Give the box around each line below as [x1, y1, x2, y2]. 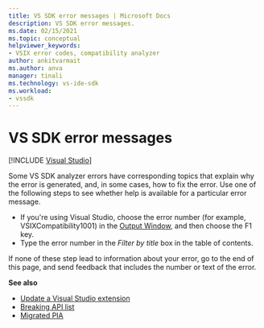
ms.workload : [8, 86, 52, 95]
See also [8, 278, 38, 288]
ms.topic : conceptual [8, 34, 81, 43]
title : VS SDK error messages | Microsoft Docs [8, 11, 171, 20]
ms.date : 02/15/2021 [8, 27, 78, 35]
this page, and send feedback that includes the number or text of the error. [8, 263, 257, 272]
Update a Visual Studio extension [19, 293, 130, 303]
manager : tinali [8, 72, 63, 80]
